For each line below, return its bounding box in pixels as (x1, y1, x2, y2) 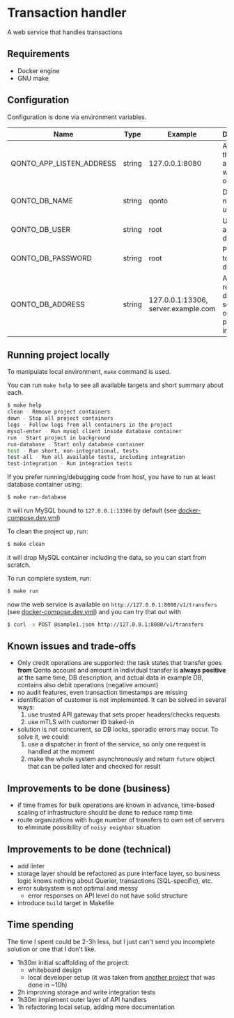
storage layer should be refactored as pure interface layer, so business (17, 869, 221, 878)
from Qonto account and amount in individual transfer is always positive (17, 666, 226, 675)
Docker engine (17, 66, 60, 75)
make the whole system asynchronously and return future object (27, 755, 215, 763)
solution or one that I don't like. (7, 945, 96, 953)
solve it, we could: (17, 733, 70, 741)
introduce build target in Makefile (17, 899, 114, 907)
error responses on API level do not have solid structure (27, 891, 188, 900)
